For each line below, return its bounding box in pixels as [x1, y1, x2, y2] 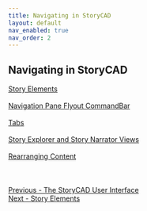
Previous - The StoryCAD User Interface [8, 186, 140, 195]
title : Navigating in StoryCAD [8, 11, 111, 20]
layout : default [8, 19, 62, 27]
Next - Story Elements [8, 194, 81, 203]
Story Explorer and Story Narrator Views [8, 135, 140, 144]
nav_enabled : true [8, 26, 69, 34]
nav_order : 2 [8, 33, 51, 42]
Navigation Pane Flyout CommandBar [8, 101, 130, 111]
